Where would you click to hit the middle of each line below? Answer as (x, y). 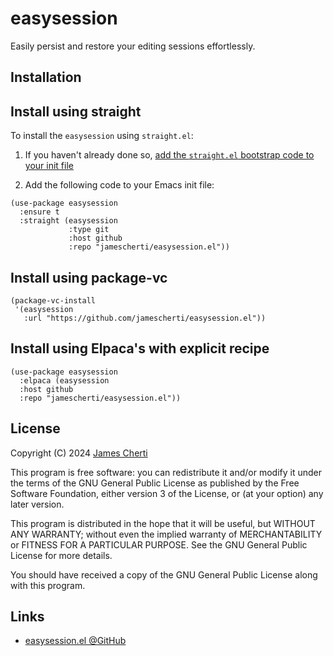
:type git (89, 230)
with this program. (48, 585)
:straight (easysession (68, 221)
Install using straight (76, 111)
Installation (46, 77)
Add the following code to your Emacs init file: (119, 185)
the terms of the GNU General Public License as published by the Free (155, 483)
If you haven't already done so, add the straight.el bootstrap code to (169, 155)
